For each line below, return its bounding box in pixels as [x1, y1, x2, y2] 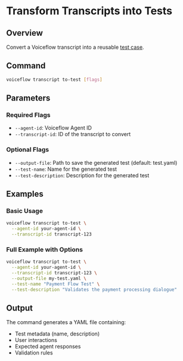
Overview [6, 28, 44, 38]
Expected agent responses [14, 343, 81, 350]
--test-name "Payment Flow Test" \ [11, 281, 100, 287]
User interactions [14, 337, 58, 344]
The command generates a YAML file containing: [6, 319, 126, 326]
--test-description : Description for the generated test [14, 171, 150, 179]
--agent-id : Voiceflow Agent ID [14, 124, 92, 131]
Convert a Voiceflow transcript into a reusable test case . [6, 43, 144, 51]
